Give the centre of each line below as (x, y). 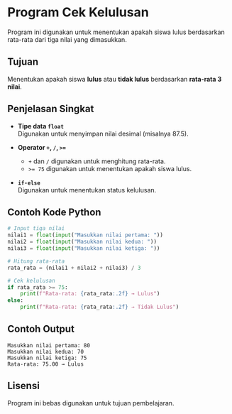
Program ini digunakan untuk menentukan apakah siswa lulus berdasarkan (116, 32)
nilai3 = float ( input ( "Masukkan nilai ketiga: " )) (84, 249)
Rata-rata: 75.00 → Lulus (45, 364)
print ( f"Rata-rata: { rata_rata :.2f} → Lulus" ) (90, 294)
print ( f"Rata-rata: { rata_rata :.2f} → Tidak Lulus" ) (100, 307)
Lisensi (24, 386)
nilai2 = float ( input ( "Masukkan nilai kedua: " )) (82, 242)
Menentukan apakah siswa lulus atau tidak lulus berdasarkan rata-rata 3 (115, 79)
